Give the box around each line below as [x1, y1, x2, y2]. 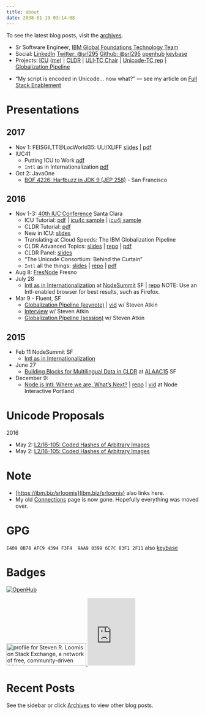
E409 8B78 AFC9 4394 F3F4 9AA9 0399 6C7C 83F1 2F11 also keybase [6, 544, 179, 551]
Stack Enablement [15, 81, 61, 89]
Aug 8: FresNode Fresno [15, 269, 78, 276]
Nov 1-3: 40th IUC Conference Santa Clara [15, 210, 123, 218]
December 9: [15, 375, 49, 382]
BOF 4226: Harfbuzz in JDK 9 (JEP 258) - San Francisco [24, 176, 168, 183]
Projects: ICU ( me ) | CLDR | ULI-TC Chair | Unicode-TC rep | [15, 56, 167, 64]
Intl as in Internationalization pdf [24, 163, 109, 170]
